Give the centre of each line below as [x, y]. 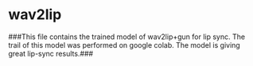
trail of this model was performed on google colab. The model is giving [124, 45]
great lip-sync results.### [51, 53]
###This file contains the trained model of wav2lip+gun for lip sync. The [127, 37]
